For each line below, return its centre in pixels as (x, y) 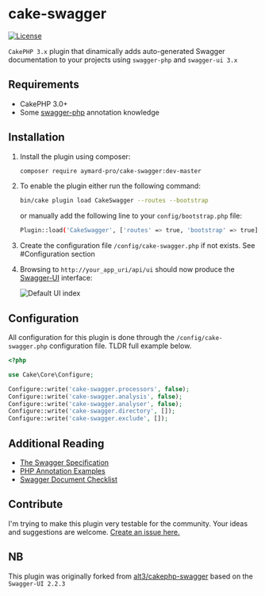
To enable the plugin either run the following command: (110, 186)
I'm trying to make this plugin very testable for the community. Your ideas (128, 523)
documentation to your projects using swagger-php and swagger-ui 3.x (123, 60)
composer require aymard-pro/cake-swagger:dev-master (110, 171)
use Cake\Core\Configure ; (51, 374)
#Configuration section (57, 254)
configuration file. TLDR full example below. (120, 346)
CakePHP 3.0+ (44, 103)
